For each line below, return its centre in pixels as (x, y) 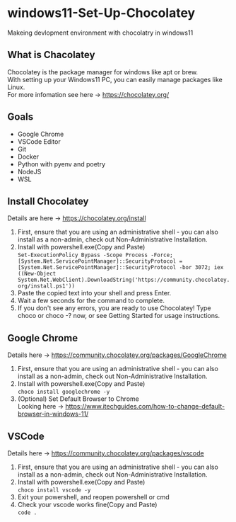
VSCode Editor (39, 141)
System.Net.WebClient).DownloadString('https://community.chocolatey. (124, 280)
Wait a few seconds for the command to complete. (91, 301)
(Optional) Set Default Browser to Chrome (78, 399)
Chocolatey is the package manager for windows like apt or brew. (103, 72)
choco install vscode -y (54, 490)
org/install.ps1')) (46, 286)
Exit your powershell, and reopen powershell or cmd (93, 497)
